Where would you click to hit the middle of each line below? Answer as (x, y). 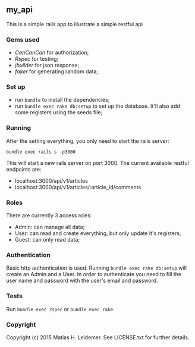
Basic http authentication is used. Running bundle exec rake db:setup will (97, 268)
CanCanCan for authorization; (52, 52)
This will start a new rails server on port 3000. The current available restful (97, 162)
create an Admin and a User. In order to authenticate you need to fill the (94, 274)
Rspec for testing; (37, 59)
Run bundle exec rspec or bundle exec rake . (60, 309)
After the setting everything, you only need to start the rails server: (88, 141)
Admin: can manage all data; (50, 227)
